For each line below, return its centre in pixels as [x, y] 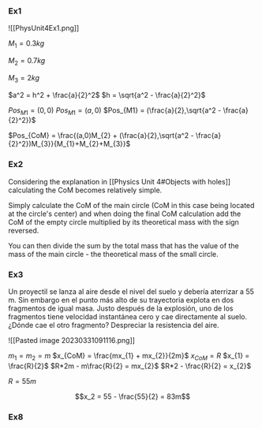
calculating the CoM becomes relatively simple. [85, 190]
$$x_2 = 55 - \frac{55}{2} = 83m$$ [133, 396]
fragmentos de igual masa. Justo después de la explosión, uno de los [121, 308]
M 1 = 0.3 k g [26, 45]
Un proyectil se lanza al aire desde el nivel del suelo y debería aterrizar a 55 [131, 292]
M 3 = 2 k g [24, 78]
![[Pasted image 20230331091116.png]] [72, 341]
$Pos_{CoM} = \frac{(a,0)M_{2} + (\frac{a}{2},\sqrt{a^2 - [101, 136]
